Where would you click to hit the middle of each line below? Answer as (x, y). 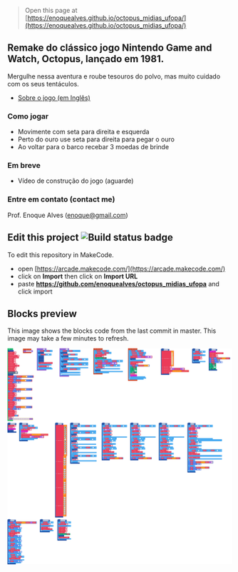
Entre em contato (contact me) (61, 199)
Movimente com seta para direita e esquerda (83, 132)
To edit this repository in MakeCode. (61, 255)
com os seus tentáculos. (43, 84)
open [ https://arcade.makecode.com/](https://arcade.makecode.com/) (121, 269)
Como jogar (28, 116)
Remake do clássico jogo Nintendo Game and (110, 48)
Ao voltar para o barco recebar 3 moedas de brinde (93, 147)
